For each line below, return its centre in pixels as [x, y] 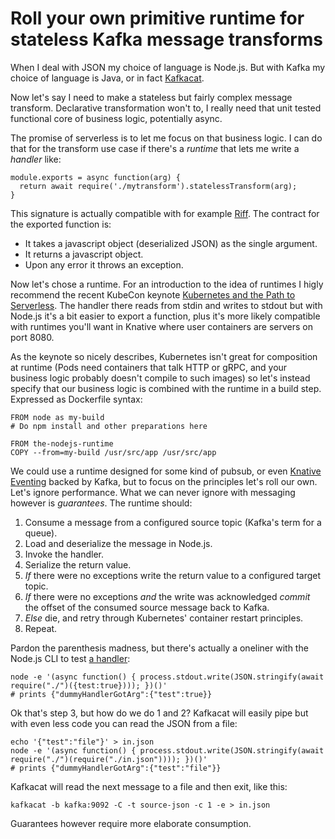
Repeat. [41, 628]
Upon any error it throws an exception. [104, 264]
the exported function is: [61, 224]
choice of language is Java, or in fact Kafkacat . [107, 78]
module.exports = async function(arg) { [96, 177]
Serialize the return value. [78, 564]
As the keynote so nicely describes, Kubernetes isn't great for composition [164, 356]
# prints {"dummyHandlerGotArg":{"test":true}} [111, 694]
